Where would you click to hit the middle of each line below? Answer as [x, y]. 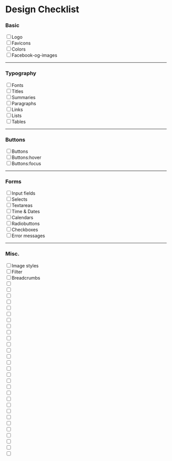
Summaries [24, 97]
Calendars [23, 218]
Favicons [21, 43]
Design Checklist [42, 9]
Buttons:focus [27, 164]
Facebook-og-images [35, 55]
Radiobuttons [26, 224]
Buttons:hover [27, 157]
